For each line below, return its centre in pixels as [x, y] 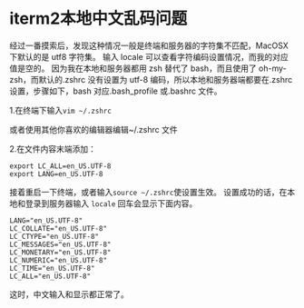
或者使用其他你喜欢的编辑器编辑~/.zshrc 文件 [94, 129]
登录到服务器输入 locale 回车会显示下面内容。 [111, 203]
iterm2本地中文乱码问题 [98, 19]
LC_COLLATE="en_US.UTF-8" [58, 228]
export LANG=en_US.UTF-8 [56, 174]
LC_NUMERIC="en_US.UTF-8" [58, 260]
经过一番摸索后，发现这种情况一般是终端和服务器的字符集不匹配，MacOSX [149, 45]
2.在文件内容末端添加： [53, 149]
